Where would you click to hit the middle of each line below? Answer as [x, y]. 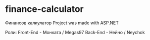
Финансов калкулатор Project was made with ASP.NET [62, 23]
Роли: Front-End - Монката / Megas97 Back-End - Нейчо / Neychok [75, 32]
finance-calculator [45, 9]
